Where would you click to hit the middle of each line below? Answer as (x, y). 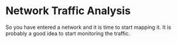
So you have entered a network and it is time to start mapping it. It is (88, 27)
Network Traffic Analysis (68, 11)
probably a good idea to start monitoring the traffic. (68, 33)
